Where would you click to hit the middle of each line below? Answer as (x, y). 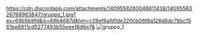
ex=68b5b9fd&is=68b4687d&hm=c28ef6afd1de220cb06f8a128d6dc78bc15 (99, 21)
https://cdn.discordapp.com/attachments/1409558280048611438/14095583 (99, 8)
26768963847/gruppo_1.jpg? (41, 15)
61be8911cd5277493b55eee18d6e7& (51, 27)
